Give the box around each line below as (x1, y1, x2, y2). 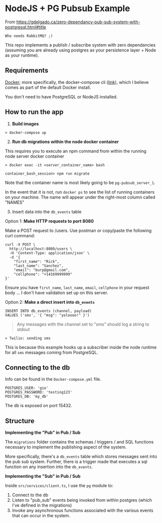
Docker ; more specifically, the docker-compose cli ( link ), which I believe (5, 79, 149, 85)
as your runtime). (5, 52, 39, 58)
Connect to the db (12, 492, 48, 498)
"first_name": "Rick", (14, 259, 59, 264)
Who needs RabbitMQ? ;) (5, 33, 53, 38)
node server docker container (5, 153, 64, 159)
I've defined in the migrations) (12, 503, 72, 508)
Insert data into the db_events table (12, 209, 82, 214)
